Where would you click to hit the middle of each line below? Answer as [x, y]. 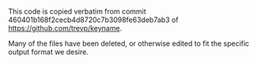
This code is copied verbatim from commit [77, 11]
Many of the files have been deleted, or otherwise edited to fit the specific [129, 43]
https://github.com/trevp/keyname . [65, 28]
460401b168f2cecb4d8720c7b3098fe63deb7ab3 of [94, 20]
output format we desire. [48, 52]
